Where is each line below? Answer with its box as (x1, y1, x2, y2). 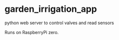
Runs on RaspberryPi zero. (4, 29, 59, 35)
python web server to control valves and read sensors (4, 20, 114, 26)
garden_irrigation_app (4, 3, 97, 15)
